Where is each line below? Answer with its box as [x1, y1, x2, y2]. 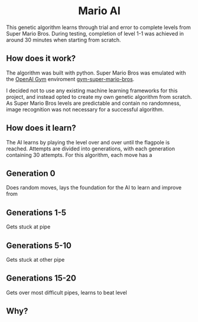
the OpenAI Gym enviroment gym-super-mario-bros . [6, 75, 135, 82]
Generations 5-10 [6, 240, 72, 250]
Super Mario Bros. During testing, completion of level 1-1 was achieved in [6, 30, 184, 37]
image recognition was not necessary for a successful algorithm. [6, 105, 164, 113]
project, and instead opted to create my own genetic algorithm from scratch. [6, 93, 192, 100]
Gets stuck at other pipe [6, 256, 65, 263]
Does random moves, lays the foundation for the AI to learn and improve [6, 184, 182, 191]
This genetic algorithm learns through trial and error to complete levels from [6, 24, 191, 31]
